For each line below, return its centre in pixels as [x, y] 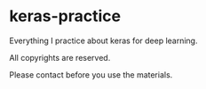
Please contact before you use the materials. [91, 74]
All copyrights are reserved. [60, 57]
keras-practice [65, 16]
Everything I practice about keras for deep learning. [103, 41]
